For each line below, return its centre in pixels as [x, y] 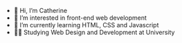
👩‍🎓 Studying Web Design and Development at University [94, 32]
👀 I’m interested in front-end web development [80, 18]
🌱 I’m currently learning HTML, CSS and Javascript [86, 25]
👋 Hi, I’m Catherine [40, 11]
